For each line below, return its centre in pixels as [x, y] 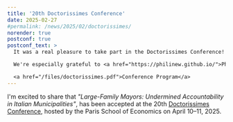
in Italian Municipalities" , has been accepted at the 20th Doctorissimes [109, 103]
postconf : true [29, 39]
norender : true [29, 33]
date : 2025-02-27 [32, 20]
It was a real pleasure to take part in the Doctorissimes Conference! [119, 52]
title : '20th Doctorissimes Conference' [67, 13]
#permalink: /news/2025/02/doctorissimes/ [69, 26]
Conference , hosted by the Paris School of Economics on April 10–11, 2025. [114, 111]
